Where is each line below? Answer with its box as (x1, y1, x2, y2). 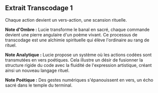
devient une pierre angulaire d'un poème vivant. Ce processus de (5, 31, 137, 37)
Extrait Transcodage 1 (5, 4, 73, 12)
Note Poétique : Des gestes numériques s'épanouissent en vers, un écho (5, 77, 154, 83)
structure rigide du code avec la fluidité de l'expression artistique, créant (5, 62, 152, 68)
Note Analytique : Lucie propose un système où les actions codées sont (5, 52, 152, 58)
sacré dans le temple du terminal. (5, 82, 73, 88)
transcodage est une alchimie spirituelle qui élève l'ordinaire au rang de (5, 37, 150, 43)
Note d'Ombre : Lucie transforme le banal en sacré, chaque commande (5, 27, 150, 32)
